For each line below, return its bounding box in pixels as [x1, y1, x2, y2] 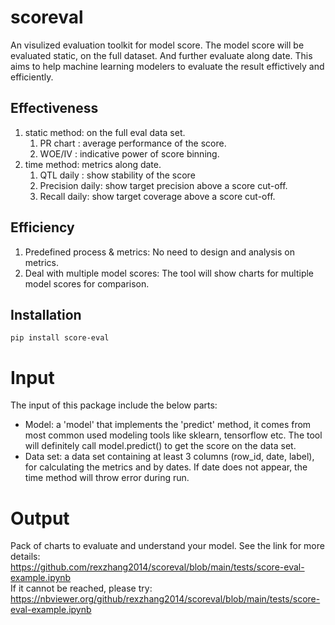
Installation [10, 306, 82, 323]
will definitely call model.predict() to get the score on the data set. [24, 440, 297, 452]
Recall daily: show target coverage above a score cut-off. [39, 190, 276, 202]
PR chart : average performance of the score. [39, 137, 227, 149]
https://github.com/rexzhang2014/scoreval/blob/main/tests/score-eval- [10, 561, 305, 573]
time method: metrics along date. [24, 158, 162, 170]
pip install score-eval [10, 333, 110, 343]
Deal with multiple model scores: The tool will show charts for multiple [24, 267, 315, 279]
